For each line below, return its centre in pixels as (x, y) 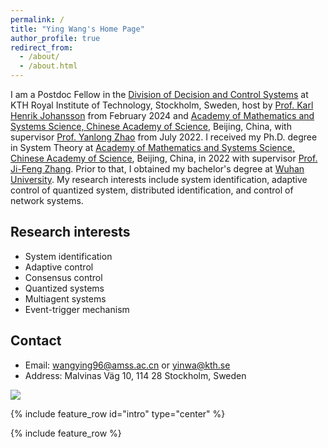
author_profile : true (55, 38)
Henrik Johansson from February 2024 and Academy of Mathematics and (162, 115)
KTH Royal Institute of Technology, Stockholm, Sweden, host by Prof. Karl (162, 105)
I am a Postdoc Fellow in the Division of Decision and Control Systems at (159, 94)
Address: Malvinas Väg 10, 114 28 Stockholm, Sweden (135, 375)
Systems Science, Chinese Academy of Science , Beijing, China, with (151, 126)
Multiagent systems (65, 298)
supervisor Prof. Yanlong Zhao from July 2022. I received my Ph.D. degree (164, 137)
